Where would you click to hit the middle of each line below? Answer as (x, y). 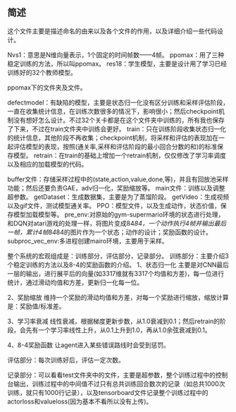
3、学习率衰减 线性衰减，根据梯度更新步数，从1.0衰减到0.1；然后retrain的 (114, 321)
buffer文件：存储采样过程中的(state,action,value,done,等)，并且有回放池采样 (118, 179)
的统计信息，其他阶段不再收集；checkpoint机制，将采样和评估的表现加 (110, 138)
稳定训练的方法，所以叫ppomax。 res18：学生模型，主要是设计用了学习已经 (117, 63)
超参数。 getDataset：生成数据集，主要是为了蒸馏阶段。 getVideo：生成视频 (118, 197)
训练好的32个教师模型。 (42, 72)
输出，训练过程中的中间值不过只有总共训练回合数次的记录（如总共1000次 (119, 384)
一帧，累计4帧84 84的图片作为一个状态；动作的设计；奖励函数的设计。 (110, 232)
